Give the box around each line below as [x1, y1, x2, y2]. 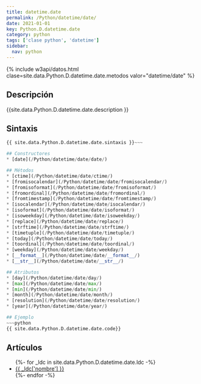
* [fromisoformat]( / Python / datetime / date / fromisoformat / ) [6, 184, 157, 190]
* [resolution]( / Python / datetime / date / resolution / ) [6, 297, 140, 304]
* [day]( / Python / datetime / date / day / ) [6, 275, 102, 281]
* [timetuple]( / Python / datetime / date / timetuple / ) [6, 230, 135, 236]
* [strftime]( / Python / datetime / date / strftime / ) [6, 224, 130, 230]
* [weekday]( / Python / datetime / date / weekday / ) [6, 247, 124, 253]
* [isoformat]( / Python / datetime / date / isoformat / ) [6, 207, 135, 214]
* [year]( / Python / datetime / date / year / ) [6, 303, 108, 310]
